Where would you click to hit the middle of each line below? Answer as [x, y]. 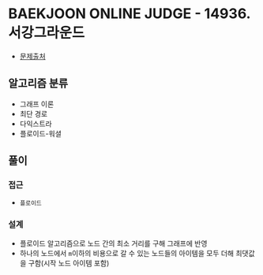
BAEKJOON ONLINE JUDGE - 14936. [130, 14]
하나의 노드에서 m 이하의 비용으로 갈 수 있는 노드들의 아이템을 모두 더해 [127, 253]
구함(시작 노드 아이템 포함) [69, 263]
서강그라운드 [47, 33]
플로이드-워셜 [40, 133]
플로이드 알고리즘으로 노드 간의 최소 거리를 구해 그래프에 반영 [113, 243]
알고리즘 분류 [38, 84]
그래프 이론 [37, 104]
